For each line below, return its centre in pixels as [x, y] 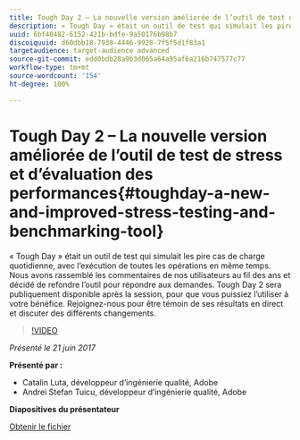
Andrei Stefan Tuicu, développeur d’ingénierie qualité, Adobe [134, 392]
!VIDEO [44, 330]
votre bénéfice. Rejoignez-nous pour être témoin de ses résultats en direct [146, 303]
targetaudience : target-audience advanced [89, 51]
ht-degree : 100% [39, 84]
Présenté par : [36, 365]
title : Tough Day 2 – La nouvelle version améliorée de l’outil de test [147, 17]
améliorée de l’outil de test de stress [146, 155]
